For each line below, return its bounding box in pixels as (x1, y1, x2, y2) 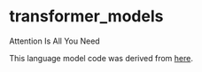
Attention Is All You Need (9, 36, 100, 46)
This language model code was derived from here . (9, 52, 193, 63)
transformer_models (9, 6, 164, 27)
